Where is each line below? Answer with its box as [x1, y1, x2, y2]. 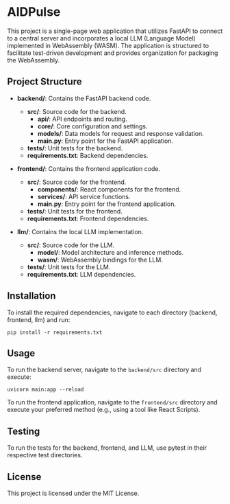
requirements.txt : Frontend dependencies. [27, 214, 149, 222]
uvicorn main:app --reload [7, 386, 84, 393]
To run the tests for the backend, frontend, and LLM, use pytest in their [7, 444, 207, 452]
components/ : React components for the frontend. [37, 185, 181, 193]
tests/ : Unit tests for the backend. [27, 144, 123, 152]
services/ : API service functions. [37, 192, 131, 201]
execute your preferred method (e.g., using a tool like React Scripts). [7, 406, 201, 414]
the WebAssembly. [7, 56, 60, 64]
